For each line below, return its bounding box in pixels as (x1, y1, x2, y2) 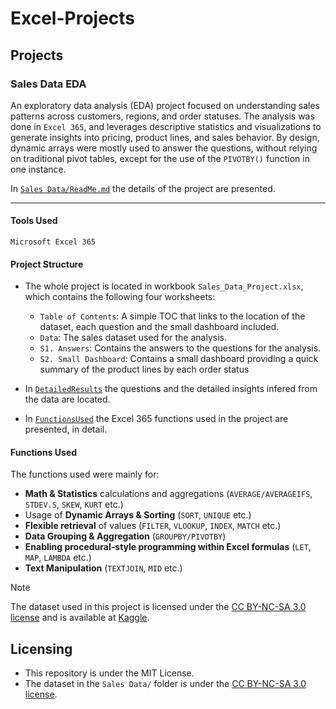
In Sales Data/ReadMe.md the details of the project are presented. (10, 182, 276, 194)
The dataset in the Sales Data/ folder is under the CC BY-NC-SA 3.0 (24, 678, 307, 690)
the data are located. (24, 393, 111, 406)
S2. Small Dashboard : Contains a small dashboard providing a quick (39, 353, 319, 365)
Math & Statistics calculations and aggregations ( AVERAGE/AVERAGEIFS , (24, 488, 313, 500)
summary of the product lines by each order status (39, 363, 250, 376)
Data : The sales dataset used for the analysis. (39, 332, 227, 344)
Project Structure (10, 258, 84, 270)
